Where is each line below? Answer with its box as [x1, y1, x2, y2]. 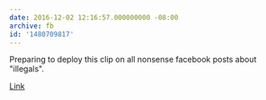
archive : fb [9, 21, 54, 30]
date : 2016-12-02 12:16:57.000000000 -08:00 [9, 12, 179, 22]
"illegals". [9, 63, 45, 74]
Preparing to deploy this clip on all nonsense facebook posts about [9, 54, 257, 65]
